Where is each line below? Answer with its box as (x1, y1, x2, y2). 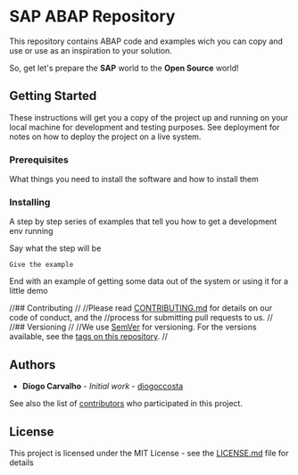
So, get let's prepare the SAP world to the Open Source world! (9, 62, 239, 73)
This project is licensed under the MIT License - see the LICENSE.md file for (9, 447, 289, 458)
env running (9, 226, 54, 237)
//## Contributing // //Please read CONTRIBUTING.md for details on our (9, 303, 273, 313)
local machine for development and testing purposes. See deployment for (9, 121, 280, 132)
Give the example (9, 261, 74, 270)
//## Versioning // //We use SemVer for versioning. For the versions (9, 321, 257, 332)
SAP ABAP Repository (9, 6, 176, 27)
